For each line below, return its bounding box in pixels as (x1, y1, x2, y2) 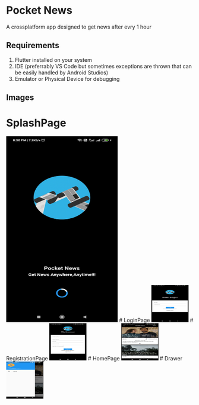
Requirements (6, 40, 59, 51)
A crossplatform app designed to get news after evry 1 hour (6, 23, 152, 30)
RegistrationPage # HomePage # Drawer (6, 355, 183, 362)
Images (6, 93, 34, 103)
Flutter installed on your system (14, 56, 92, 63)
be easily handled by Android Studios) (14, 69, 109, 76)
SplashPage (6, 117, 67, 130)
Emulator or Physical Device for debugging (14, 75, 120, 82)
